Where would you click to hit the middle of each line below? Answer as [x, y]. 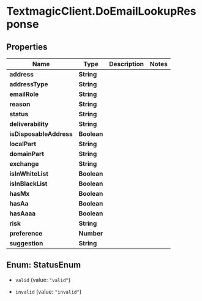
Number [91, 233]
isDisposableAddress [41, 134]
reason [20, 104]
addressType [29, 84]
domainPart [27, 154]
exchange [24, 164]
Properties [27, 47]
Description [126, 64]
